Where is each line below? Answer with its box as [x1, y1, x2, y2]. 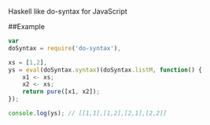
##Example [8, 22, 46, 31]
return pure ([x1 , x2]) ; [22, 88, 101, 96]
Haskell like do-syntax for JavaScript [8, 7, 127, 16]
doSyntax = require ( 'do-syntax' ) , [8, 44, 122, 52]
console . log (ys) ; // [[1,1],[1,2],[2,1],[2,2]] [8, 109, 168, 117]
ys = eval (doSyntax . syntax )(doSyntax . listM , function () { [8, 66, 202, 74]
